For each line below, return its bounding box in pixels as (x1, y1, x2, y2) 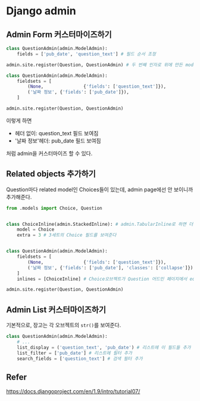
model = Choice (17, 226, 55, 233)
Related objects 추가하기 (6, 169, 96, 179)
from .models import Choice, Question (6, 205, 102, 211)
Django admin (6, 4, 76, 18)
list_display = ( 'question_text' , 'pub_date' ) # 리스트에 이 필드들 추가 (17, 344, 192, 350)
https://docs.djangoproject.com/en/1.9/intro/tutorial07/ (6, 388, 140, 395)
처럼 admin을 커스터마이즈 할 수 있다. (6, 150, 93, 157)
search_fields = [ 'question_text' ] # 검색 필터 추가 (17, 356, 143, 362)
